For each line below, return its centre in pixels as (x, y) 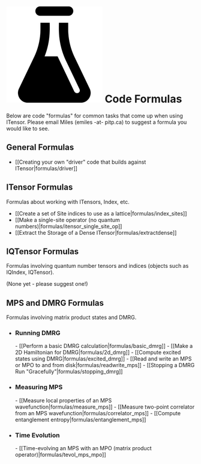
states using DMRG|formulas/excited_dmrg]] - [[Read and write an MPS (103, 359)
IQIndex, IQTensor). (30, 272)
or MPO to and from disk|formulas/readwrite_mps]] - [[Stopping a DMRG (105, 365)
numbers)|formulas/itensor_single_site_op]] (68, 226)
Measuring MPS (39, 387)
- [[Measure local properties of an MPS (63, 400)
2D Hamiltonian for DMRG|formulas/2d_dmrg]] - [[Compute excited (98, 353)
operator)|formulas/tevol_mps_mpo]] (60, 455)
